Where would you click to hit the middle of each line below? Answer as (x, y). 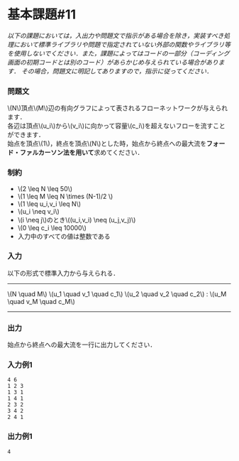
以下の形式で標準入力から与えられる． (63, 273)
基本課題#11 (42, 15)
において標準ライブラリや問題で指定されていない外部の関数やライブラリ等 (122, 44)
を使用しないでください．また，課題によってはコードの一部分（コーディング (118, 53)
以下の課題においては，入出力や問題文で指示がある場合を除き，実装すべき (116, 36)
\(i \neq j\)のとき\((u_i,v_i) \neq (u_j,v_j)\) (77, 219)
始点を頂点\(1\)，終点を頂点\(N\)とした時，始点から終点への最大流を (107, 143)
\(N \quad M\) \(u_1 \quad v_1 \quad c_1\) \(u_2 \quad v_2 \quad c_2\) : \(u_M (117, 294)
